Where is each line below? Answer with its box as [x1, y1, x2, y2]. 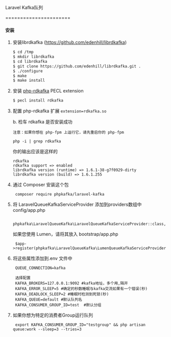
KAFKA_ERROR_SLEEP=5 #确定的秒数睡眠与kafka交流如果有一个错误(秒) [15, 286, 148, 292]
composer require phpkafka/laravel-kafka [15, 192, 105, 197]
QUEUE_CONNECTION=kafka [15, 266, 66, 271]
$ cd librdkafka [12, 59, 47, 64]
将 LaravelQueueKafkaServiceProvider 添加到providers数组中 [12, 201, 142, 208]
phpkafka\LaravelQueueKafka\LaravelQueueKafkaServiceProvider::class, [12, 222, 166, 227]
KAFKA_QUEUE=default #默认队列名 [15, 297, 83, 302]
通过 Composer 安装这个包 [12, 182, 69, 188]
